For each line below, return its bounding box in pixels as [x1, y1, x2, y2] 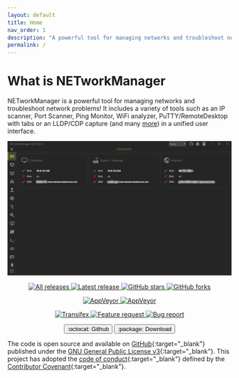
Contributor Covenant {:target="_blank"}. [7, 362, 127, 371]
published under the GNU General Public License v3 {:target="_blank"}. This [7, 347, 230, 356]
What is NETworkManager [7, 73, 166, 89]
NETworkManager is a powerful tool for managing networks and [7, 97, 196, 105]
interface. [7, 127, 36, 135]
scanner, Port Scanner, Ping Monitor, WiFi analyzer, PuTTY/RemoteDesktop [7, 112, 228, 120]
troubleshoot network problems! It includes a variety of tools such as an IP [7, 104, 225, 113]
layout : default [7, 11, 55, 19]
